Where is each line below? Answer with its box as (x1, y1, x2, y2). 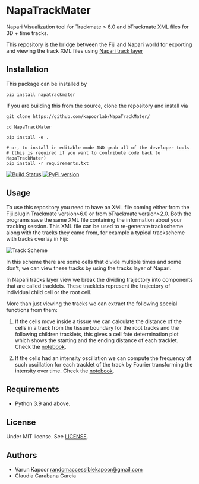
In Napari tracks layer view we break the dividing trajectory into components (6, 276, 193, 283)
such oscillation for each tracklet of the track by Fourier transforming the (14, 361, 193, 368)
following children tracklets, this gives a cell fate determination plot (14, 330, 179, 337)
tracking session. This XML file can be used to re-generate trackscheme (6, 222, 184, 230)
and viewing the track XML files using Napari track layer (6, 47, 144, 54)
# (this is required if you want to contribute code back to (6, 149, 161, 156)
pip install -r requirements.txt (6, 160, 89, 166)
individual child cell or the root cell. (6, 288, 92, 295)
